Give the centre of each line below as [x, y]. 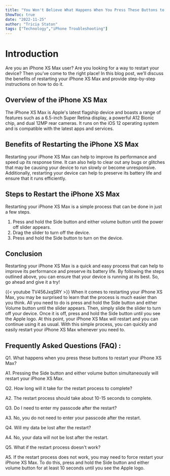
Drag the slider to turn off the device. [51, 232]
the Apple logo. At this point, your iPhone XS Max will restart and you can [82, 319]
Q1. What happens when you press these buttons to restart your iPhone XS [83, 358]
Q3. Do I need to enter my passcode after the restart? [61, 408]
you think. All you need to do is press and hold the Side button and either [81, 303]
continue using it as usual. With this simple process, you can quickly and [81, 324]
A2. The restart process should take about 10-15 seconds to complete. [79, 398]
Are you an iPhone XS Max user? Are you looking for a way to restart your [82, 68]
